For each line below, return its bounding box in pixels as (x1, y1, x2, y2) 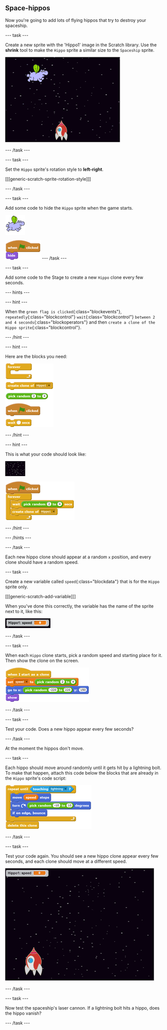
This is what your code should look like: (5, 451, 86, 457)
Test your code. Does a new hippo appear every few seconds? (5, 726, 134, 732)
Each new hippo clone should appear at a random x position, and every (5, 554, 151, 560)
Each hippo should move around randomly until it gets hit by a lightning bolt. (5, 765, 162, 771)
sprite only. (5, 584, 28, 590)
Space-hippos (5, 4, 50, 12)
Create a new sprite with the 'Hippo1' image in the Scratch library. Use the (5, 42, 157, 48)
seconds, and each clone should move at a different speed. (5, 858, 127, 864)
